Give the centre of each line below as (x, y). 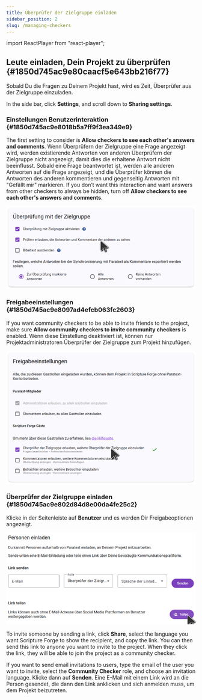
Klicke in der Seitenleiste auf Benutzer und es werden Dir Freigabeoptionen (100, 518)
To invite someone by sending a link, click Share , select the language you (97, 634)
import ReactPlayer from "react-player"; (56, 43)
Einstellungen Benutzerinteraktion (57, 120)
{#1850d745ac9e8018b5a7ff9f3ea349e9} (69, 127)
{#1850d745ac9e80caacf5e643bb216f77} (88, 71)
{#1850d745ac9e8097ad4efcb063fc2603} (71, 310)
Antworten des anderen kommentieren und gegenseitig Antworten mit (93, 179)
